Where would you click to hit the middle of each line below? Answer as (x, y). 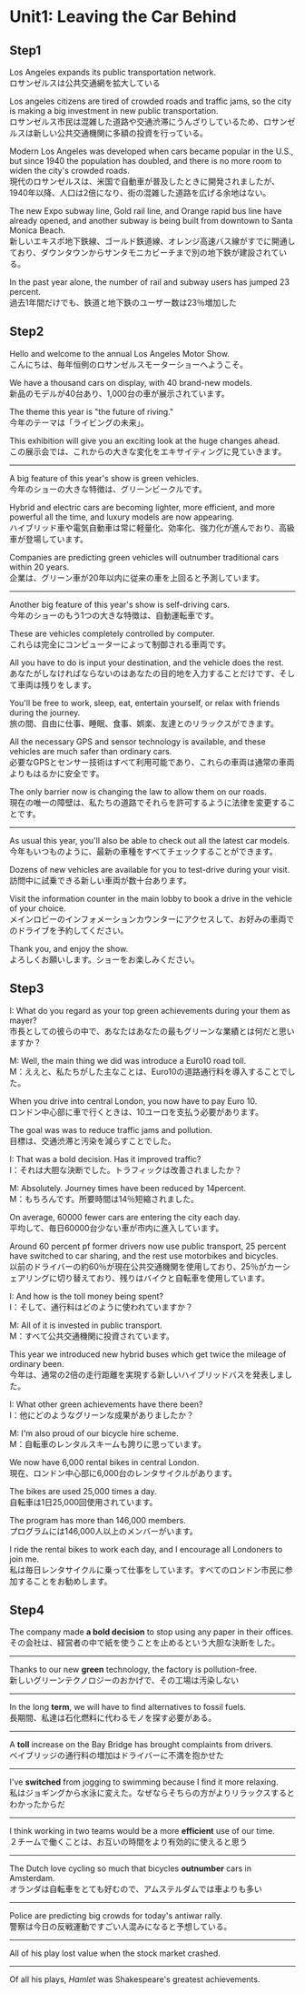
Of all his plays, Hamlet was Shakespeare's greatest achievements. (135, 1979)
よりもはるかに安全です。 (57, 773)
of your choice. (38, 908)
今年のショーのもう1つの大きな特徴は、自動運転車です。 (114, 615)
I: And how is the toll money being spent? (86, 1296)
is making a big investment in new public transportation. (114, 111)
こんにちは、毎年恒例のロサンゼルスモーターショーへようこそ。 (128, 364)
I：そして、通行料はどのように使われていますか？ (101, 1307)
